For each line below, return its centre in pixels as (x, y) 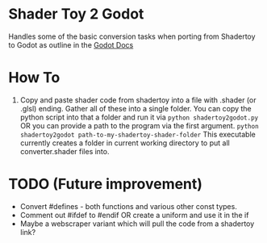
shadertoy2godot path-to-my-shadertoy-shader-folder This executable (138, 134)
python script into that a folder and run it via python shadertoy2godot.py (139, 117)
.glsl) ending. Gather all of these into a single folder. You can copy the (136, 108)
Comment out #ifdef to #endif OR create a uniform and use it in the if (134, 215)
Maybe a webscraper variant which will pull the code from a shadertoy (137, 224)
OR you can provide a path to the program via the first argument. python (140, 125)
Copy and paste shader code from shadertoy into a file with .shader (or (138, 100)
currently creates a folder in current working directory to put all (125, 143)
